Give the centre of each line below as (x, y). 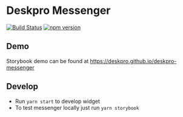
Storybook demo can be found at (48, 61)
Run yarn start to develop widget (57, 101)
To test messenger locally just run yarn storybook (77, 107)
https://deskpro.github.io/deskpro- (133, 61)
